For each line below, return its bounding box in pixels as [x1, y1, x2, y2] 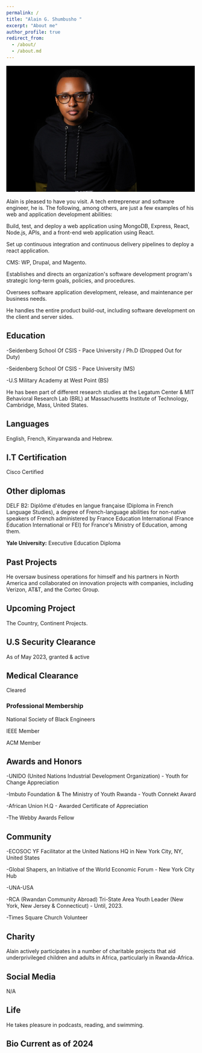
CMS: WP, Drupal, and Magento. [6, 258, 87, 266]
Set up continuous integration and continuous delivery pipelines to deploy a [6, 240, 194, 248]
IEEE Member [6, 727, 40, 735]
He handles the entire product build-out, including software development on [6, 306, 195, 314]
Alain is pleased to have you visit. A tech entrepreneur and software [6, 197, 175, 205]
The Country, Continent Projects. [6, 619, 88, 626]
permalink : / [6, 10, 39, 16]
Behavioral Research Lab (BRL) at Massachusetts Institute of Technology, [6, 395, 189, 402]
